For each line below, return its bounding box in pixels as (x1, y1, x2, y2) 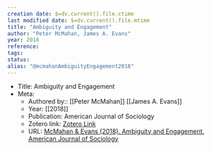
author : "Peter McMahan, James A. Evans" (7, 30, 131, 37)
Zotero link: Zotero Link (28, 119, 96, 127)
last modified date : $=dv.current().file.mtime (7, 17, 151, 24)
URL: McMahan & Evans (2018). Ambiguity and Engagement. (28, 127, 205, 135)
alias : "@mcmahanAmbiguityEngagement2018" (7, 63, 134, 70)
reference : (7, 43, 40, 50)
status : (7, 56, 30, 63)
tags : (7, 50, 23, 57)
